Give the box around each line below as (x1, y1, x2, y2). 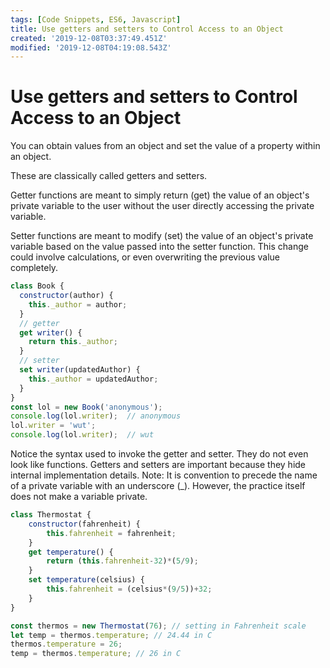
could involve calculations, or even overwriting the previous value (10, 251, 281, 263)
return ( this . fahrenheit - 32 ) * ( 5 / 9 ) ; (46, 556, 199, 566)
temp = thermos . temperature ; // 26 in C (10, 649, 182, 659)
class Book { (10, 281, 65, 291)
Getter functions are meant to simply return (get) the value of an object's (10, 189, 310, 201)
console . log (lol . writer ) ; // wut (10, 430, 155, 440)
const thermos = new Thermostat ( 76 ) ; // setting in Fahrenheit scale (10, 621, 307, 631)
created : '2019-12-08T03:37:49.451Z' (10, 33, 168, 43)
